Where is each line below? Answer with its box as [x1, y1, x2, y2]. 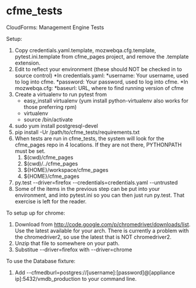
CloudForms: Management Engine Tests [6, 24, 105, 31]
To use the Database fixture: [6, 257, 76, 264]
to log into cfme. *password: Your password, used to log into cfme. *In [14, 78, 188, 85]
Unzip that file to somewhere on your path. [14, 239, 120, 247]
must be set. [14, 147, 46, 155]
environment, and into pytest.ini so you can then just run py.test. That [14, 191, 185, 199]
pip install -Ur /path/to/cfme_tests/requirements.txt [14, 129, 140, 136]
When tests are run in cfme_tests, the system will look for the [14, 135, 165, 142]
